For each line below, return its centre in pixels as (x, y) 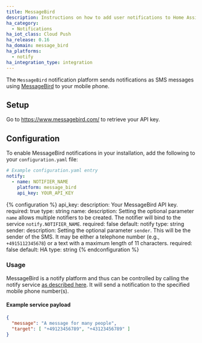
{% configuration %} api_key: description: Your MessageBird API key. (92, 204)
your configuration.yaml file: (42, 159)
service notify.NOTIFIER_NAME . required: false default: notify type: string (95, 223)
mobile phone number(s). (38, 291)
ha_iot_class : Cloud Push (38, 34)
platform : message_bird (47, 187)
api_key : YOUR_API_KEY (45, 193)
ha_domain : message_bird (37, 46)
